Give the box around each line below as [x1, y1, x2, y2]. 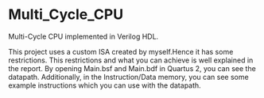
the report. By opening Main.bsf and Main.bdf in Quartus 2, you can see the [8, 63, 256, 73]
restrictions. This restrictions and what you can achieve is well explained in [8, 55, 254, 65]
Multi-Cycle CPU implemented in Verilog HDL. [8, 32, 159, 41]
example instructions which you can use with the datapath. [8, 81, 201, 90]
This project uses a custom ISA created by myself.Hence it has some [8, 47, 234, 56]
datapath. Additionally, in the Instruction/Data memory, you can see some [8, 72, 249, 81]
